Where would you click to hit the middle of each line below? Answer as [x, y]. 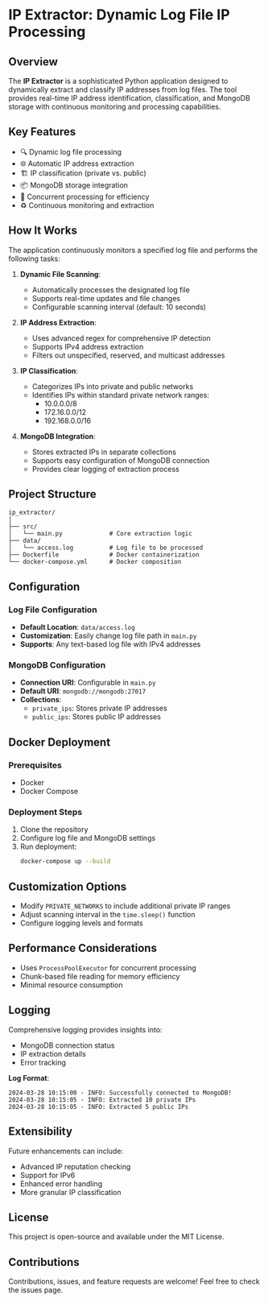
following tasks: [34, 259]
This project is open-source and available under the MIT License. [116, 1237]
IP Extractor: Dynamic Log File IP [120, 15]
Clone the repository [54, 829]
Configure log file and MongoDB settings [88, 838]
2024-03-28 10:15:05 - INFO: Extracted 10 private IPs [102, 1100]
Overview [33, 62]
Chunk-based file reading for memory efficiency [100, 976]
